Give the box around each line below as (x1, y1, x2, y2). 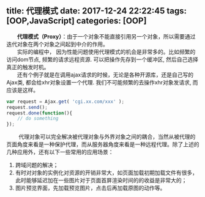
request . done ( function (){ (6, 110, 72, 116)
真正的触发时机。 (6, 63, 50, 70)
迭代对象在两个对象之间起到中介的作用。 (6, 40, 108, 48)
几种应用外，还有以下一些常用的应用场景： (6, 149, 114, 156)
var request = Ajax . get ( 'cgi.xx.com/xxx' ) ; (6, 98, 124, 105)
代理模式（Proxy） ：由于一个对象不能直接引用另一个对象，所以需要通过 (17, 32, 196, 40)
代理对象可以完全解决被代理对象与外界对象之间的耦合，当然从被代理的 (18, 133, 196, 141)
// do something (17, 116, 59, 122)
